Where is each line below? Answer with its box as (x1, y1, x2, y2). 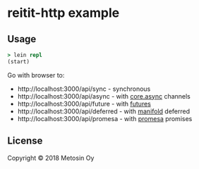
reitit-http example (7, 5, 120, 21)
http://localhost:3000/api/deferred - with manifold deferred (17, 107, 191, 115)
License (7, 135, 43, 147)
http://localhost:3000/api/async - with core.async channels (17, 92, 191, 100)
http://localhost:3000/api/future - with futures (17, 99, 152, 108)
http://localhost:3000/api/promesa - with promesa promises (17, 114, 193, 123)
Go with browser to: (7, 70, 65, 79)
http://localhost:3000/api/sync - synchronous (17, 84, 151, 93)
